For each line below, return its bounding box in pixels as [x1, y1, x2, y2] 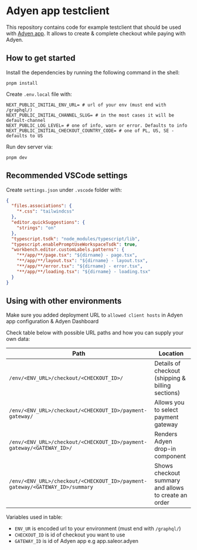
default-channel [6, 117, 46, 123]
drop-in [154, 445, 176, 453]
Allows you [154, 399, 185, 407]
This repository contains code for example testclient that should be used [6, 24, 182, 31]
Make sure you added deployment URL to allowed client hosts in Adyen [6, 312, 183, 319]
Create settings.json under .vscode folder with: [6, 186, 122, 193]
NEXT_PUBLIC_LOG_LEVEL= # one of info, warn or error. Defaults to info [6, 122, 188, 128]
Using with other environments [6, 296, 122, 306]
